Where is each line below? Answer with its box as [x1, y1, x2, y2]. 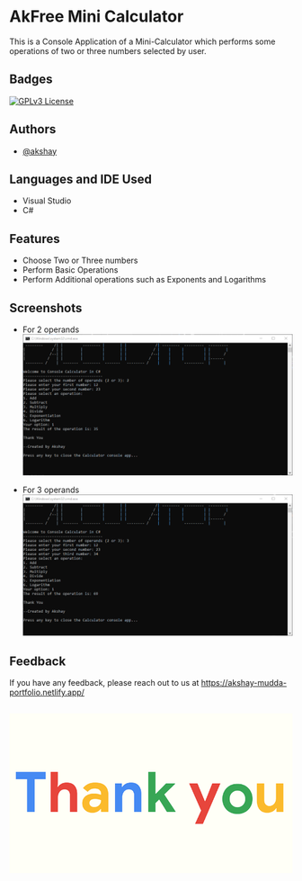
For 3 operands [22, 484, 80, 496]
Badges [9, 72, 53, 87]
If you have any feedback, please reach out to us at [9, 678, 200, 688]
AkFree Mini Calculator [9, 6, 184, 27]
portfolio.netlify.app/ [9, 687, 85, 698]
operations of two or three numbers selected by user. [9, 45, 207, 56]
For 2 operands [22, 324, 80, 335]
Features [9, 231, 60, 247]
